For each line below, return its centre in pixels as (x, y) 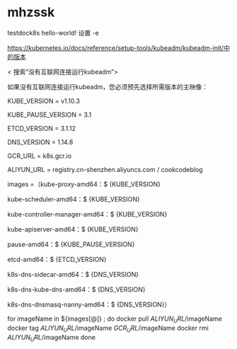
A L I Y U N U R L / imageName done (51, 338)
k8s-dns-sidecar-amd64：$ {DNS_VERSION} (73, 274)
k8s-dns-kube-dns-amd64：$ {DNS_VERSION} (76, 289)
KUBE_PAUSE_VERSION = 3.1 (50, 115)
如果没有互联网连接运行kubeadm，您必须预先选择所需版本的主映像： (108, 86)
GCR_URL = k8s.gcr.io (40, 156)
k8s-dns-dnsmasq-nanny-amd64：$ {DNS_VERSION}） (89, 304)
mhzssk (31, 12)
